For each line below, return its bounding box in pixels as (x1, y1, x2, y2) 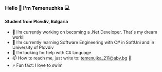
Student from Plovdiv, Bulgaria (5, 18, 68, 24)
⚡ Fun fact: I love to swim (12, 62, 63, 68)
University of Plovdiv (12, 44, 54, 50)
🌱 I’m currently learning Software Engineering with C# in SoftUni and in (12, 40, 155, 45)
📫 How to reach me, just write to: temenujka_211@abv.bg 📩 (12, 55, 131, 61)
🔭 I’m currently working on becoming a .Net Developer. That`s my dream (12, 29, 157, 35)
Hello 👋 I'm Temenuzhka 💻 (5, 4, 70, 11)
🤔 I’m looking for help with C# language (12, 50, 91, 56)
